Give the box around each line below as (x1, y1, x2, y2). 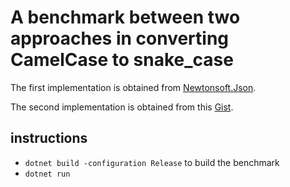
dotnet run (24, 169, 71, 179)
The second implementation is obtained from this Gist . (10, 101, 234, 113)
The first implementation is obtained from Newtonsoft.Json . (10, 81, 257, 93)
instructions (10, 130, 88, 147)
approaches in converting (10, 27, 230, 50)
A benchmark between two (10, 6, 241, 29)
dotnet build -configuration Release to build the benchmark (24, 156, 280, 168)
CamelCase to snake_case (10, 49, 234, 71)
